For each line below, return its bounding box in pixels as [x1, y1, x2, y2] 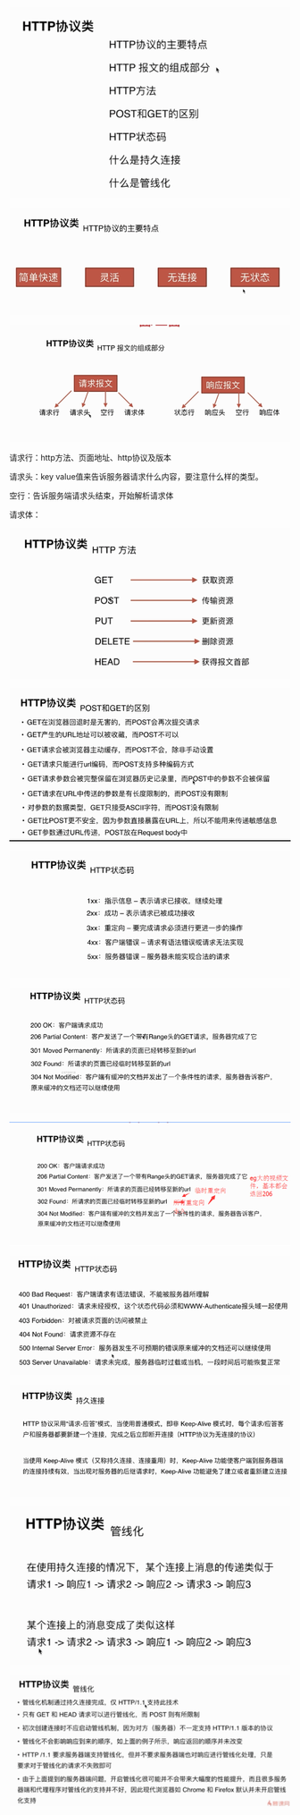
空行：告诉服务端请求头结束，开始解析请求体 [9, 490, 174, 501]
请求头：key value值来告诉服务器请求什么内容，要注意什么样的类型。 [9, 471, 263, 481]
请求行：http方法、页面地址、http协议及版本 [9, 452, 172, 462]
